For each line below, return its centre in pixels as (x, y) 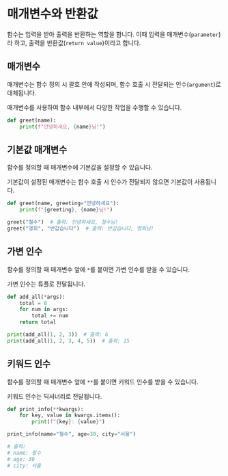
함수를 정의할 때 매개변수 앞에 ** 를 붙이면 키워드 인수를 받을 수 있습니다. (103, 382)
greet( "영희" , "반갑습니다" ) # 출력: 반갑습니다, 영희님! (81, 228)
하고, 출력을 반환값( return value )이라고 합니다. (77, 42)
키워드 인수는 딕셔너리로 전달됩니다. (55, 396)
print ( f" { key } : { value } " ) (69, 422)
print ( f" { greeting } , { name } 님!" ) (66, 210)
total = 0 (33, 303)
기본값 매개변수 (37, 149)
